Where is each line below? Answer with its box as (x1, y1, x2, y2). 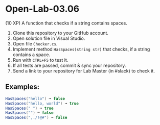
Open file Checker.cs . (12, 40, 58, 46)
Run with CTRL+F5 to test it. (12, 57, 68, 63)
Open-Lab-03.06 (5, 3, 80, 15)
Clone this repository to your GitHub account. (12, 30, 109, 36)
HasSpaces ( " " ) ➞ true (5, 106, 54, 111)
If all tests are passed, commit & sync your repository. (12, 62, 126, 68)
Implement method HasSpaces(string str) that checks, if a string (12, 46, 150, 52)
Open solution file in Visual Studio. (12, 35, 85, 41)
